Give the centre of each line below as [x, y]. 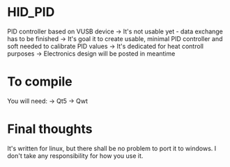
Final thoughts [50, 129]
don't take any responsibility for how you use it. [75, 156]
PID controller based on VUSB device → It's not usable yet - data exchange [115, 31]
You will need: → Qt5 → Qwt [48, 101]
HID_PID [31, 12]
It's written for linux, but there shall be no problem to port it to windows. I [112, 148]
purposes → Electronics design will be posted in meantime [91, 54]
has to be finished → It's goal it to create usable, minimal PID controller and [115, 38]
